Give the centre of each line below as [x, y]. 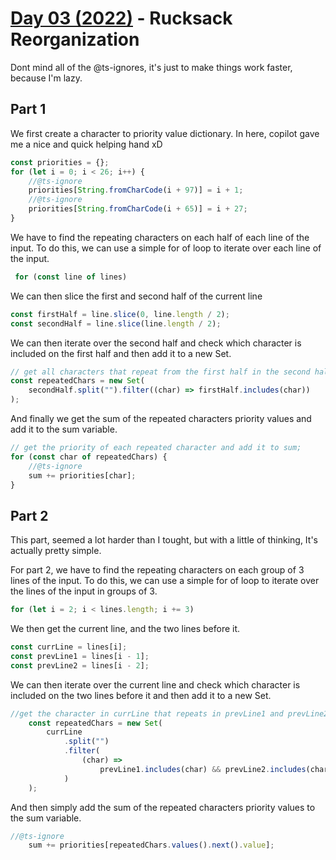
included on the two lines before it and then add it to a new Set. [141, 695]
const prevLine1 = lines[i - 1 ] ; [80, 656]
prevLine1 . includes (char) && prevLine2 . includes [203, 769]
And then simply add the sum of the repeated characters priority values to [163, 807]
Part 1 [28, 109]
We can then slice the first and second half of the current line [136, 296]
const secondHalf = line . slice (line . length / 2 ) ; [116, 323]
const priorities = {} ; [60, 162]
